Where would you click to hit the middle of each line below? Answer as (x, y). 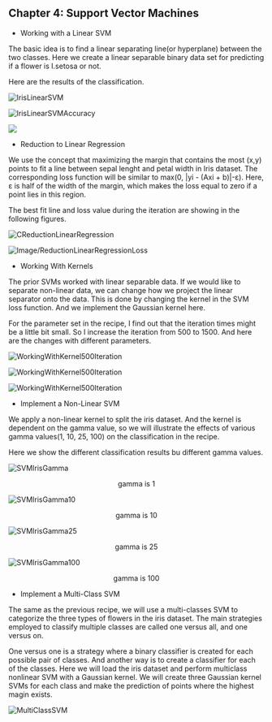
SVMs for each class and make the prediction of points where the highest (131, 685)
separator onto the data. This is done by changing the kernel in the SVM (129, 299)
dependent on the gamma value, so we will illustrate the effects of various (132, 428)
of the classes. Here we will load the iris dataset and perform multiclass (128, 668)
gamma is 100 (136, 578)
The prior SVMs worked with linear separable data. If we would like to (125, 281)
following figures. (37, 218)
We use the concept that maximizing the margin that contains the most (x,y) (135, 160)
